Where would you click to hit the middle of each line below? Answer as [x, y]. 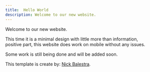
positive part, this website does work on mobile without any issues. [75, 44]
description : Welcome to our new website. [51, 15]
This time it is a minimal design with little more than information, [72, 39]
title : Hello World [27, 10]
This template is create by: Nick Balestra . [48, 64]
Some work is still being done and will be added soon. [62, 54]
